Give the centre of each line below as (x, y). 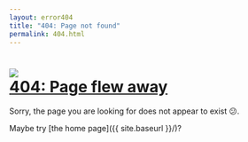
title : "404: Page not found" (65, 26)
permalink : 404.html (47, 34)
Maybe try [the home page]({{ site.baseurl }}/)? (96, 129)
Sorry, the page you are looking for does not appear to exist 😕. (124, 111)
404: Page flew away (89, 87)
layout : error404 (41, 17)
